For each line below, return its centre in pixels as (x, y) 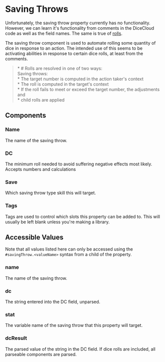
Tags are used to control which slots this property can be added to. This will (82, 216)
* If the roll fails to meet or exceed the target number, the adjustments (88, 89)
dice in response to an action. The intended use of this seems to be (74, 48)
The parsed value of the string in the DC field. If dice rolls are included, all (81, 349)
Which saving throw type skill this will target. (51, 193)
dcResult (16, 338)
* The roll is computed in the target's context (63, 84)
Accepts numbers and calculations (40, 169)
